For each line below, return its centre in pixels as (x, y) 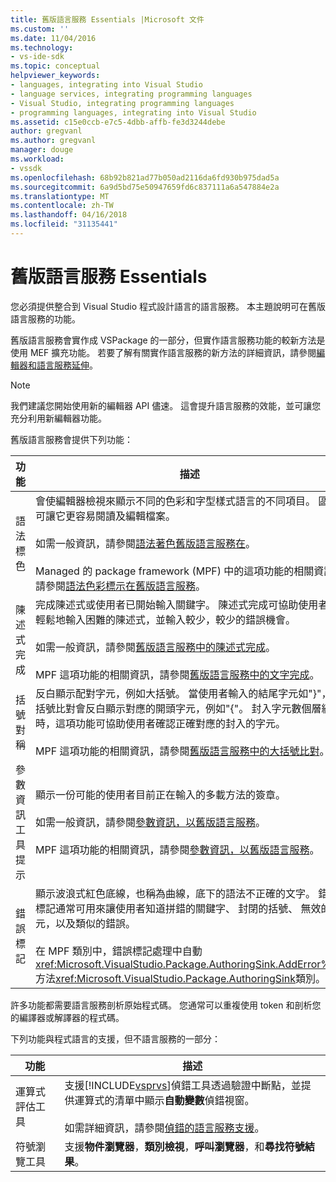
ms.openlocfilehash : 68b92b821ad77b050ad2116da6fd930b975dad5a (145, 177)
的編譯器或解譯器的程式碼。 (67, 1017)
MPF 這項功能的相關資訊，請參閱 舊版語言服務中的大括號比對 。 (182, 751)
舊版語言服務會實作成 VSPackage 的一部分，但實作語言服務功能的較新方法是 (168, 340)
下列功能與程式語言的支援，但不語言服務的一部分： (115, 1038)
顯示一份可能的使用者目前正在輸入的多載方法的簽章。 (161, 794)
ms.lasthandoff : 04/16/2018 (69, 215)
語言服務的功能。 (45, 318)
